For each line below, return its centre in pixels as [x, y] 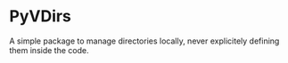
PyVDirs [40, 16]
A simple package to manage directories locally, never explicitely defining [144, 41]
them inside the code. [49, 50]
